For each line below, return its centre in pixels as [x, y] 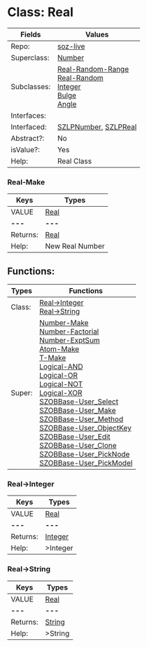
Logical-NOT [61, 384]
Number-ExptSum [70, 341]
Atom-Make [59, 349]
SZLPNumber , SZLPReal [97, 127]
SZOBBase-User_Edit [75, 437]
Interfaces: [29, 115]
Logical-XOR [61, 393]
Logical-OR [59, 376]
